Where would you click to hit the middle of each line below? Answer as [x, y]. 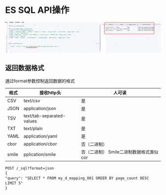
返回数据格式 [25, 68]
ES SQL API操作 [37, 10]
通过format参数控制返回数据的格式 [40, 81]
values [30, 121]
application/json [40, 109]
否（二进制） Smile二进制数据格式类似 [120, 152]
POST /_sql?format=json [30, 168]
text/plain [33, 128]
